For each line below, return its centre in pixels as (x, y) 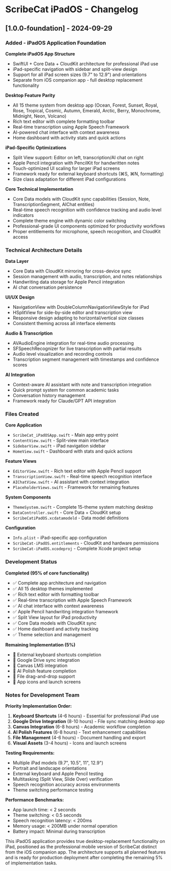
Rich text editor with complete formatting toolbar (64, 121)
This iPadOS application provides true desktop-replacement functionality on (85, 841)
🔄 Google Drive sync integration (46, 660)
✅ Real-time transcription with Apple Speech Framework (72, 600)
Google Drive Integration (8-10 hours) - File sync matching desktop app (89, 721)
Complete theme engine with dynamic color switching (69, 220)
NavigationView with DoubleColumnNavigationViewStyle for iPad (81, 307)
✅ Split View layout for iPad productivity (55, 617)
